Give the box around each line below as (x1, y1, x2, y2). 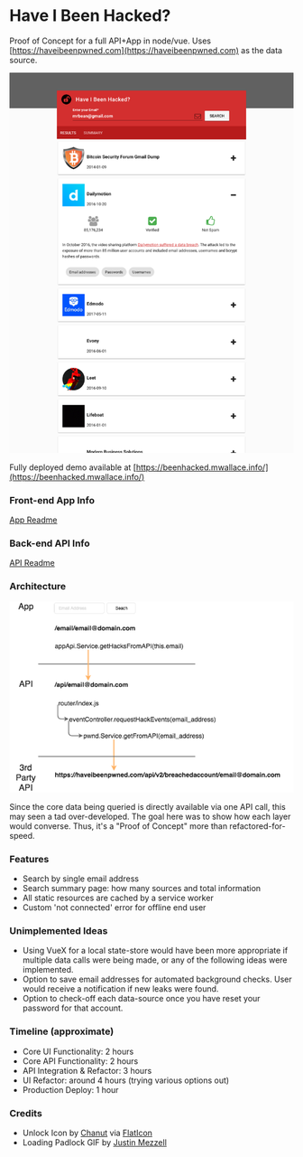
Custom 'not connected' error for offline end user (22, 902, 207, 913)
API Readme (9, 558, 56, 569)
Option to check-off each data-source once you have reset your (22, 993, 261, 1004)
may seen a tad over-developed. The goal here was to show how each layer (9, 811, 291, 822)
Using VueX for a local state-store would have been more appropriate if (22, 945, 289, 956)
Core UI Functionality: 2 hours (22, 1046, 134, 1057)
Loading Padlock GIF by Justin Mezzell (22, 1137, 167, 1148)
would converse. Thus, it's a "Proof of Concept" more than (9, 820, 228, 832)
